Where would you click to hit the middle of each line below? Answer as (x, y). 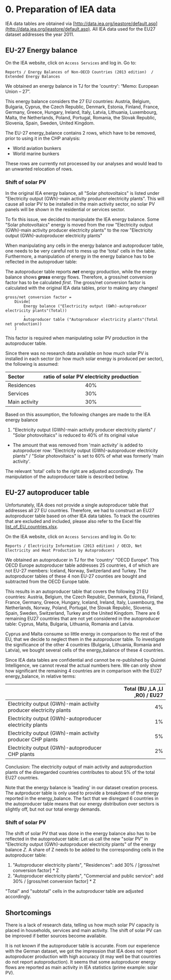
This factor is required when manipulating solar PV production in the (77, 338)
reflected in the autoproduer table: (41, 262)
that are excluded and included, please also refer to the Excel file (73, 521)
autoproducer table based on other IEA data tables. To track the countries (82, 516)
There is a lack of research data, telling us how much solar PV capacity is (82, 925)
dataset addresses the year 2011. (40, 34)
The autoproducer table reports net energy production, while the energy (81, 272)
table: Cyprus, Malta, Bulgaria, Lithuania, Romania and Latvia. (69, 624)
